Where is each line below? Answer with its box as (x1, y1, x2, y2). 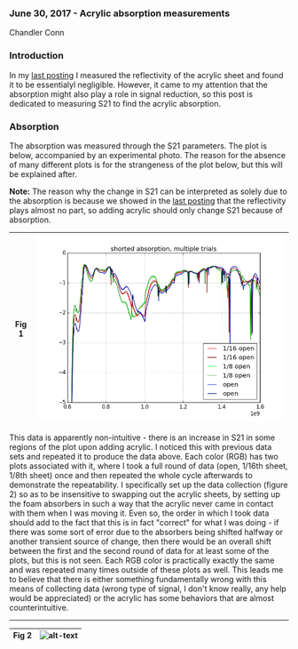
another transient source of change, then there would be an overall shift (9, 536, 272, 547)
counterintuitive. (9, 602, 69, 613)
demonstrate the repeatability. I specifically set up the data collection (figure (9, 479, 288, 490)
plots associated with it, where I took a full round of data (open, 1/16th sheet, (9, 461, 288, 471)
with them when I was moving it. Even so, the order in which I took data (9, 508, 270, 518)
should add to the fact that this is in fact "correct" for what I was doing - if (9, 517, 279, 527)
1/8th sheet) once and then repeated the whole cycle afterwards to (9, 469, 253, 480)
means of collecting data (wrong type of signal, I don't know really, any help (9, 583, 286, 594)
